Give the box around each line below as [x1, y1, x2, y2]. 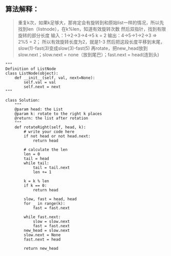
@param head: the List [14, 107, 63, 112]
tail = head [24, 156, 50, 161]
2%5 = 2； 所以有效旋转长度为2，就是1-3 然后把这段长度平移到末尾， [17, 38, 165, 45]
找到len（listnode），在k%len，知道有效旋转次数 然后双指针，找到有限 [17, 26, 166, 32]
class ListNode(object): [5, 71, 59, 76]
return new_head [24, 246, 59, 251]
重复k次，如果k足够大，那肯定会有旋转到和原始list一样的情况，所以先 [17, 19, 164, 26]
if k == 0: [24, 183, 47, 188]
